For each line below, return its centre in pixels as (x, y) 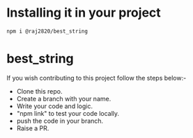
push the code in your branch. (60, 121)
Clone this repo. (39, 91)
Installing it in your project (84, 13)
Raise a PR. (33, 128)
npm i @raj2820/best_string (47, 31)
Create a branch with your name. (64, 98)
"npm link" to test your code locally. (68, 113)
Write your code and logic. (55, 106)
